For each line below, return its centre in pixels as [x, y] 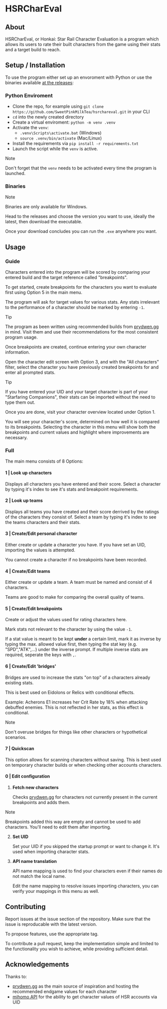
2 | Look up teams [24, 501]
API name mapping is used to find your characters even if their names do [87, 871]
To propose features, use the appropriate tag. [52, 934]
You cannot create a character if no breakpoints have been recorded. [76, 560]
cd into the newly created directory [48, 117]
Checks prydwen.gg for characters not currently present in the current [85, 797]
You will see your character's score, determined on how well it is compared [82, 422]
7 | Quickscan [20, 749]
